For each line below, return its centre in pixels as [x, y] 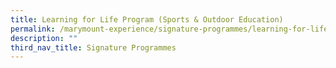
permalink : [33, 29]
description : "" [44, 38]
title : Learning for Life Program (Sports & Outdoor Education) [147, 19]
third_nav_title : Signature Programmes [93, 47]
